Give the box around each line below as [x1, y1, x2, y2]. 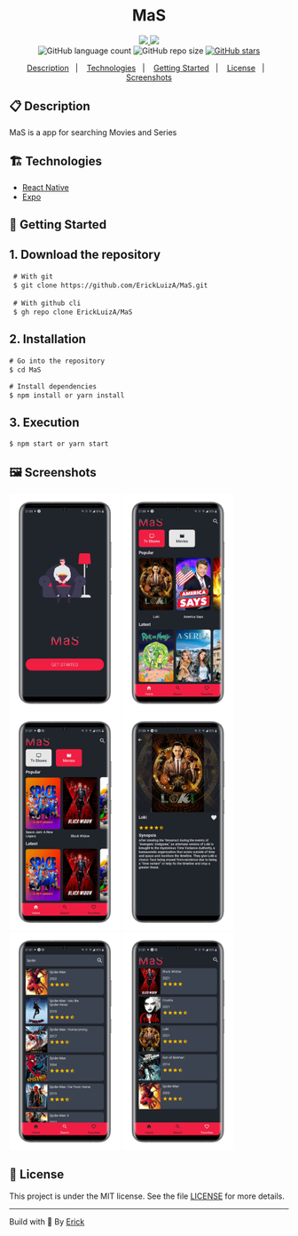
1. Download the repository [9, 247, 161, 262]
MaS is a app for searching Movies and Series [9, 126, 177, 138]
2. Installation [9, 332, 87, 347]
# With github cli [12, 299, 82, 308]
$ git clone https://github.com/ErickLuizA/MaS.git [12, 281, 208, 290]
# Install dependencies [9, 381, 98, 391]
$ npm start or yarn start [9, 439, 109, 449]
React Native [21, 181, 69, 192]
